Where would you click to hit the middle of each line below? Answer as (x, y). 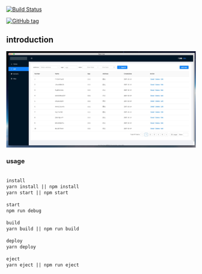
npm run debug (24, 211)
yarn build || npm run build (43, 229)
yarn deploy (21, 247)
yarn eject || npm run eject (43, 265)
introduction (30, 40)
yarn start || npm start (37, 193)
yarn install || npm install (43, 187)
